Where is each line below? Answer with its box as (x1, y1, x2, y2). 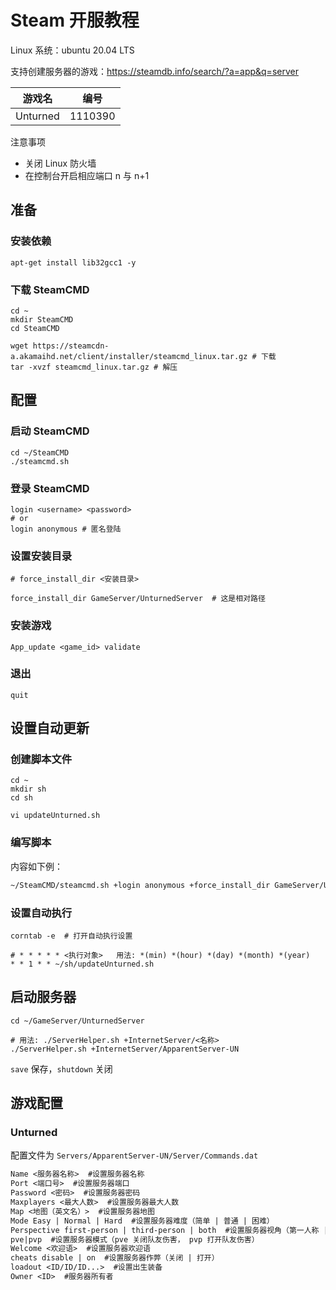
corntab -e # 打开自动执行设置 (10, 931, 133, 941)
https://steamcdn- (32, 341, 110, 351)
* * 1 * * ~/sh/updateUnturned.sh (10, 959, 155, 969)
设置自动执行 (10, 906, 73, 920)
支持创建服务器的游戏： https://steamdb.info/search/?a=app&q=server (10, 65, 299, 77)
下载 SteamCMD (10, 282, 90, 296)
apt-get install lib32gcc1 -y (10, 257, 137, 268)
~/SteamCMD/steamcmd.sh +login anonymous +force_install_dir (10, 880, 271, 890)
